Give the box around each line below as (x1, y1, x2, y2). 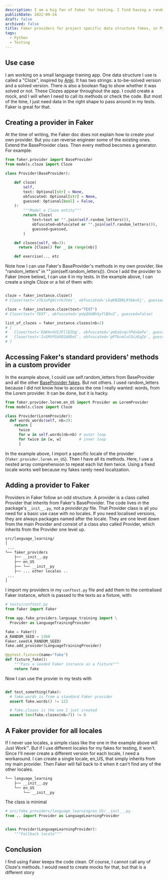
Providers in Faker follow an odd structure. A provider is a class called (5, 494, 149, 500)
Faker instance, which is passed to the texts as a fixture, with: (5, 592, 132, 598)
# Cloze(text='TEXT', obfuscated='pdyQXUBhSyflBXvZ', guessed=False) (5, 311, 153, 316)
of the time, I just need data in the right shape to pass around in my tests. (5, 98, 156, 104)
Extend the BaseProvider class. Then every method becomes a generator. (5, 142, 157, 148)
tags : (5, 31, 16, 36)
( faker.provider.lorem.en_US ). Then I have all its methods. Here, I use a (5, 456, 153, 462)
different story (5, 869, 35, 875)
